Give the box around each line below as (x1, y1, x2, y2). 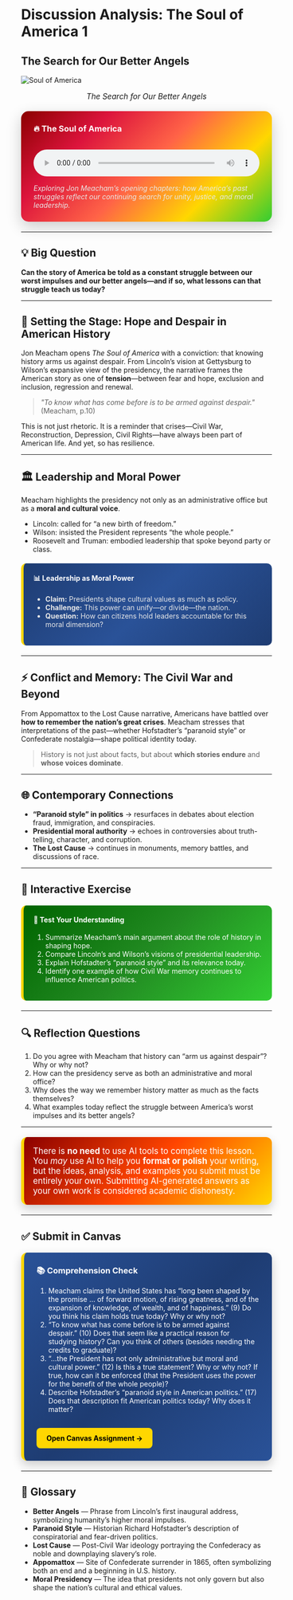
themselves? (32, 1094, 75, 1104)
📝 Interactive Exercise (21, 882, 131, 896)
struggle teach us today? (21, 284, 106, 294)
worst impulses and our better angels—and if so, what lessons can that (21, 276, 261, 285)
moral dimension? (45, 619, 104, 629)
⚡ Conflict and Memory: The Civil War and (21, 671, 233, 684)
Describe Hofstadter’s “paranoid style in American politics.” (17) (48, 1388, 257, 1398)
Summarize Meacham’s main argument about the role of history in (45, 932, 262, 942)
